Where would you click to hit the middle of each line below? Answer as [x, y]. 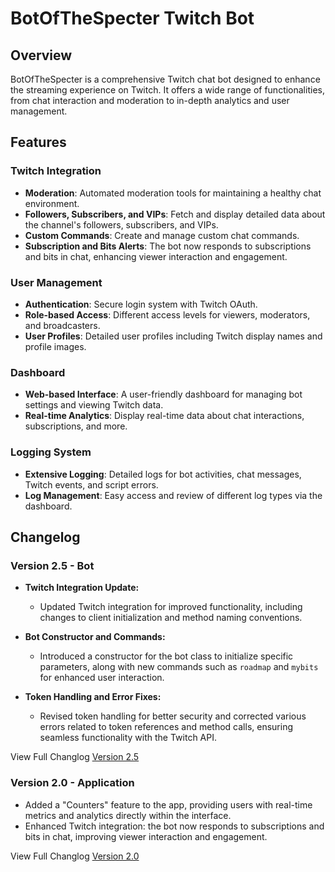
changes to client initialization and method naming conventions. [171, 618]
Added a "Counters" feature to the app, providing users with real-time [168, 804]
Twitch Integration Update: [82, 588]
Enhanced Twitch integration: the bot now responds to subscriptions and [174, 826]
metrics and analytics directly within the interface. [128, 815]
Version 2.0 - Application [72, 783]
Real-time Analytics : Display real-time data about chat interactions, [164, 416]
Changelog [45, 537]
